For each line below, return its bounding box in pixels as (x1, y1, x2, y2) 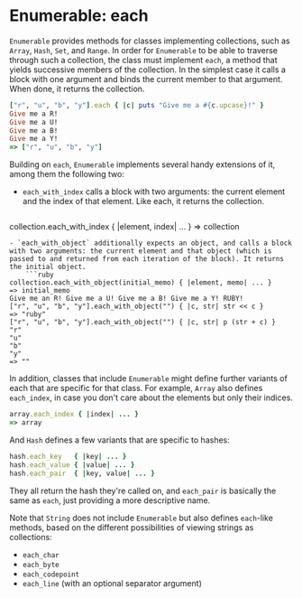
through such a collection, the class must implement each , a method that (9, 54, 278, 65)
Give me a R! (9, 109, 59, 118)
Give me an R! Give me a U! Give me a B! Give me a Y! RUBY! (9, 294, 244, 304)
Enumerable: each (9, 5, 149, 26)
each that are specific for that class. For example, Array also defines (9, 383, 263, 394)
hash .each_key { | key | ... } (9, 452, 127, 461)
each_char (22, 550, 60, 560)
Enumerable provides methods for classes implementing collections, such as (9, 35, 290, 46)
